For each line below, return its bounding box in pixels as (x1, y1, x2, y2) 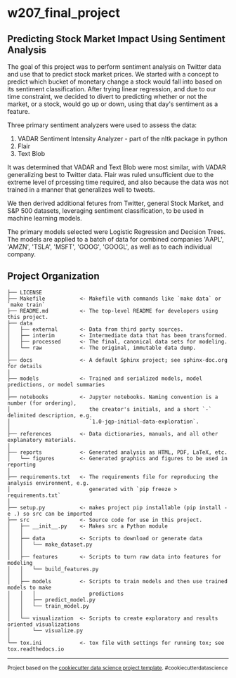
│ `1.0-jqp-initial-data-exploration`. (7, 418, 199, 425)
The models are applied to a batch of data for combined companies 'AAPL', (7, 235, 224, 243)
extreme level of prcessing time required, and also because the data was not (7, 178, 229, 186)
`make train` (7, 301, 46, 308)
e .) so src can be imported (7, 510, 93, 517)
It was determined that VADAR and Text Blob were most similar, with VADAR (7, 163, 227, 171)
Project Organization (7, 270, 100, 282)
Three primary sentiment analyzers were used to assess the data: (7, 121, 197, 129)
